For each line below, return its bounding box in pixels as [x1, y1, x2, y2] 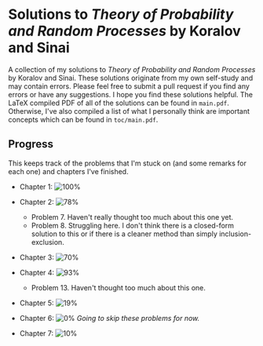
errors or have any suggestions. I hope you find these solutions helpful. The [8, 89, 254, 99]
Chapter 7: [19, 328, 54, 338]
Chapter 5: [19, 298, 54, 308]
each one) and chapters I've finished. [8, 166, 129, 176]
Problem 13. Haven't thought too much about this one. [31, 282, 206, 292]
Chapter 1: [19, 182, 53, 191]
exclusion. [31, 237, 64, 246]
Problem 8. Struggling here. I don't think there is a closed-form [31, 220, 234, 230]
